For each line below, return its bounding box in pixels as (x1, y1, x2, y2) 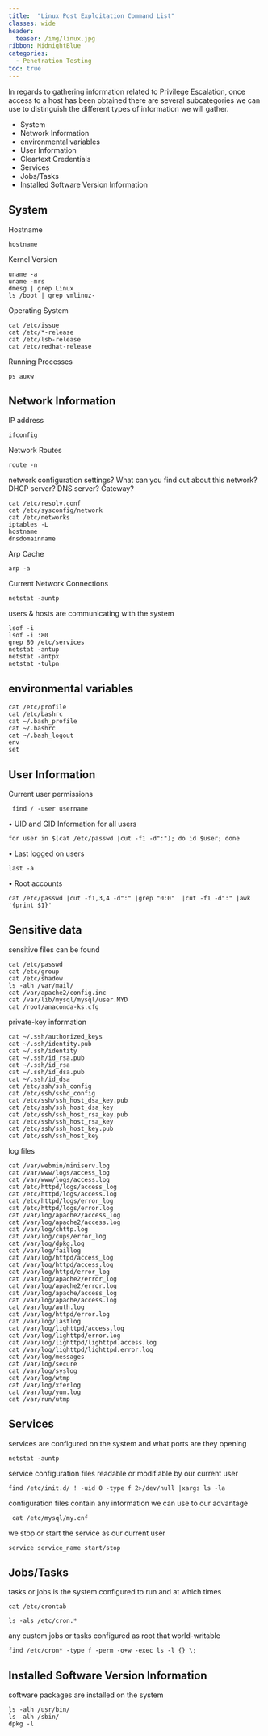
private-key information (8, 1017, 87, 1027)
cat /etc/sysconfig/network (8, 506, 103, 514)
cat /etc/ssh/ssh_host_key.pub (8, 1124, 114, 1133)
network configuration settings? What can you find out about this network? (8, 475, 258, 485)
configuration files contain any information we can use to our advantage (8, 1498, 249, 1508)
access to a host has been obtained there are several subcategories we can (8, 95, 261, 105)
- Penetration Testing (15, 57, 92, 66)
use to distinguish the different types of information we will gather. (8, 104, 229, 113)
